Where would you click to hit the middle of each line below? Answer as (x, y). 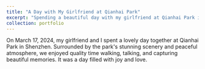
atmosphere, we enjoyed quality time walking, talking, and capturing (92, 53)
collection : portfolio (35, 23)
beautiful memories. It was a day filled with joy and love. (77, 60)
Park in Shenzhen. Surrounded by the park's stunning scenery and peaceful (102, 47)
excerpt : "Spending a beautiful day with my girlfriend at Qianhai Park (101, 18)
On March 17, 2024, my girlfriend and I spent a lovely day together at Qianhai (103, 41)
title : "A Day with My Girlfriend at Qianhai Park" (73, 12)
